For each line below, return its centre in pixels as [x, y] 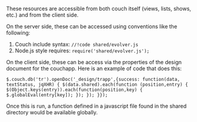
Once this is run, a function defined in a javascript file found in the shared [96, 106]
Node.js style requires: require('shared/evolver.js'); [82, 51]
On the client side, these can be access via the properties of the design [94, 62]
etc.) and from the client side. [42, 15]
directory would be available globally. [52, 112]
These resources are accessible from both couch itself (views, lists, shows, [99, 9]
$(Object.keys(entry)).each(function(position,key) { [75, 90]
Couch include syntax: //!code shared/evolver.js [76, 44]
